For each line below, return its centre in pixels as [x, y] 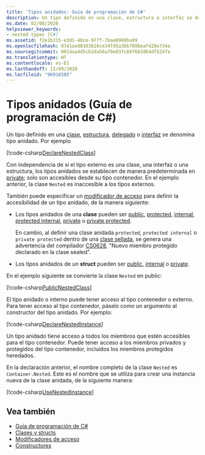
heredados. [21, 355]
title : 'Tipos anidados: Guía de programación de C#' [76, 12]
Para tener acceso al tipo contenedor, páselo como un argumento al [92, 306]
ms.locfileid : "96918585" [39, 75]
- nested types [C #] [33, 35]
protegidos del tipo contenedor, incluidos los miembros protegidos [90, 349]
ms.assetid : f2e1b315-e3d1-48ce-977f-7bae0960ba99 [72, 40]
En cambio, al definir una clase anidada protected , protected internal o [106, 233]
